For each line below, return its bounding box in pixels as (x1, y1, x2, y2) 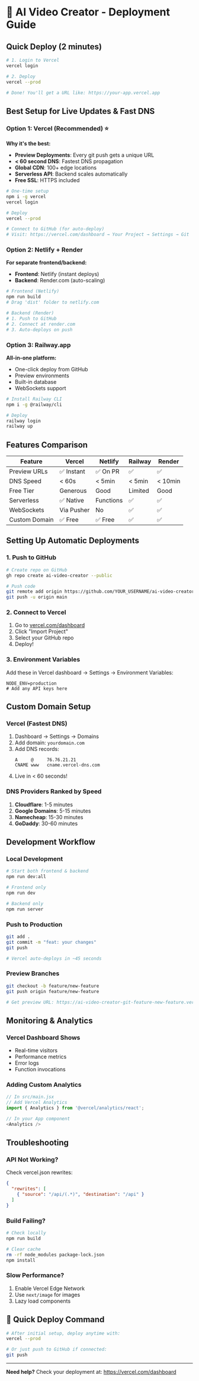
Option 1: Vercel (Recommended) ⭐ (6, 124, 109, 132)
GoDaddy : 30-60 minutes (14, 820, 78, 827)
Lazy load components (14, 1297, 71, 1304)
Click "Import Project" (14, 628, 68, 635)
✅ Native (59, 497, 85, 505)
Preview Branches (6, 969, 60, 978)
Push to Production (6, 920, 63, 928)
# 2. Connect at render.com (6, 321, 76, 327)
